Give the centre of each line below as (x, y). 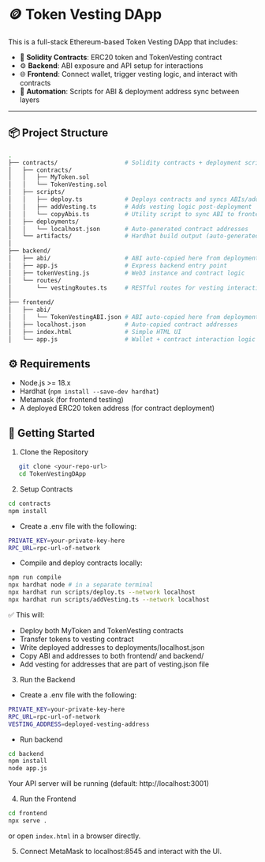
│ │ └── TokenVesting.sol (58, 185)
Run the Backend (47, 679)
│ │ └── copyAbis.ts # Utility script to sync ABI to (121, 214)
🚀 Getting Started (52, 433)
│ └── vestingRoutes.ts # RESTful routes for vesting (116, 288)
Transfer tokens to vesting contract (77, 639)
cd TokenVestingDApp (52, 474)
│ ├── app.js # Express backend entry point (118, 265)
